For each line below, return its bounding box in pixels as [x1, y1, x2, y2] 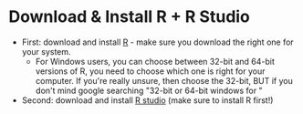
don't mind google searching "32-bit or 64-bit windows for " [35, 85, 263, 96]
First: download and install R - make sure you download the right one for [21, 36, 294, 47]
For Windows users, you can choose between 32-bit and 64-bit [35, 56, 276, 67]
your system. [21, 46, 71, 57]
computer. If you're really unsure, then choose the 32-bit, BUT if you [35, 75, 294, 86]
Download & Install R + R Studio [8, 6, 250, 27]
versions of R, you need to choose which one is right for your [35, 66, 266, 77]
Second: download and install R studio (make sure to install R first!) [21, 94, 274, 106]
